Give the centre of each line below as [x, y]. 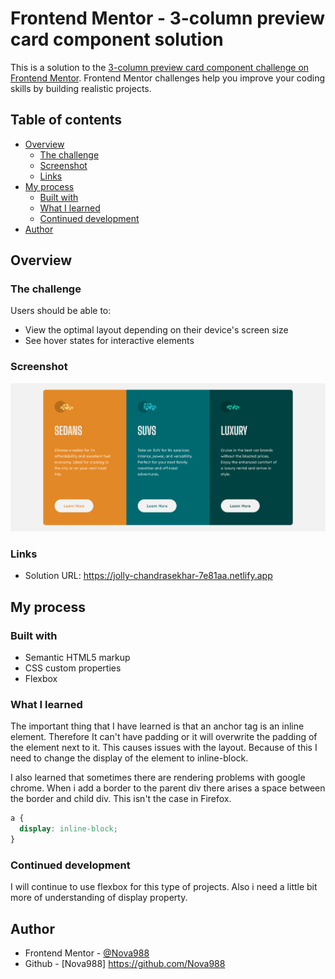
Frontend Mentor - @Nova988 [87, 953]
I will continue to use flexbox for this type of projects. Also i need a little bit [164, 887]
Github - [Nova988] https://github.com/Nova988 [125, 964]
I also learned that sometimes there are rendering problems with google [158, 778]
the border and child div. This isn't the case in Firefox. [121, 799]
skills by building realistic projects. [81, 88]
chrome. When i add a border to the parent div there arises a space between [168, 788]
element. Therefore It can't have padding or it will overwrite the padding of [164, 737]
